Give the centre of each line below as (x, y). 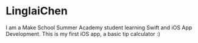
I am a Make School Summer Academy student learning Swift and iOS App (99, 27)
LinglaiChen (37, 11)
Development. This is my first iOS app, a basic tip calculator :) (83, 33)
